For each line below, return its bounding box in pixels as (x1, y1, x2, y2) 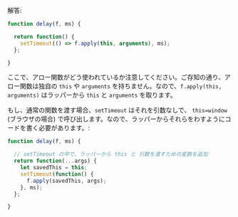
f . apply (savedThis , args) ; (26, 177, 107, 184)
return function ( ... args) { (14, 157, 98, 165)
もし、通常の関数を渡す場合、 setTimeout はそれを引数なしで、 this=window (7, 106, 228, 115)
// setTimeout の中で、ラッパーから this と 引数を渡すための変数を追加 (14, 151, 208, 158)
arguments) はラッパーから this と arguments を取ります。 (7, 91, 177, 100)
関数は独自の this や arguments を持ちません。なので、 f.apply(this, (19, 82, 222, 90)
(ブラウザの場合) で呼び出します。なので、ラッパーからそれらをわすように (7, 115, 226, 123)
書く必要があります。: (26, 124, 90, 132)
